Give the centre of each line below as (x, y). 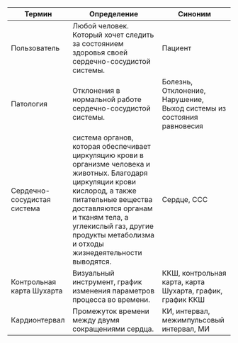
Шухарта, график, (192, 291)
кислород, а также (104, 191)
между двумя (96, 320)
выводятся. (92, 262)
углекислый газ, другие (113, 226)
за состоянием (98, 44)
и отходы (88, 244)
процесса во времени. (112, 299)
